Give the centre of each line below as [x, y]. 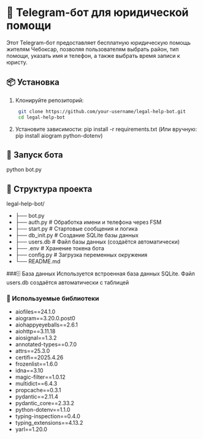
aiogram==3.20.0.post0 [45, 318]
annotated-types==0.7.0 [46, 344]
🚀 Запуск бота [35, 155]
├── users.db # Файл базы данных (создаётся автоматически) [97, 242]
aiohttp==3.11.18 [35, 331]
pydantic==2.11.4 [36, 397]
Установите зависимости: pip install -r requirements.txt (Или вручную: [106, 129]
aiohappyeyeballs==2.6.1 [46, 325]
